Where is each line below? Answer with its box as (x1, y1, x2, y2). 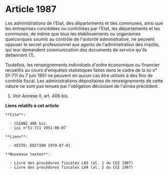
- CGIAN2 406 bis (10, 121, 46, 126)
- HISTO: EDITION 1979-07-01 (10, 143, 71, 148)
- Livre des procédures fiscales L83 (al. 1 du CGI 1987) (10, 160, 134, 165)
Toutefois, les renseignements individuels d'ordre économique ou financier (5, 62, 160, 68)
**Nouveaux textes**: (5, 151, 51, 156)
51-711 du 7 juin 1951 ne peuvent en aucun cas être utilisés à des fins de (5, 72, 153, 78)
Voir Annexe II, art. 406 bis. (12, 93, 69, 99)
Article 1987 (5, 4, 57, 15)
